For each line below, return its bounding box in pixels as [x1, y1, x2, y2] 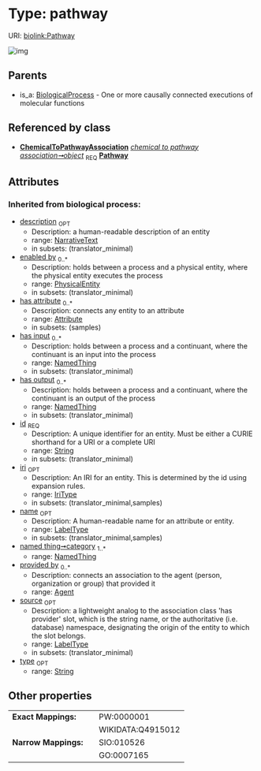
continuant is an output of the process [31, 393, 156, 403]
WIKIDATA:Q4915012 [98, 724, 181, 736]
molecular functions [19, 98, 85, 107]
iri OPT [19, 462, 40, 474]
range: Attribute [31, 315, 83, 324]
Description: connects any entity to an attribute [31, 306, 185, 315]
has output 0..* [19, 375, 67, 386]
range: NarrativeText [31, 235, 99, 244]
